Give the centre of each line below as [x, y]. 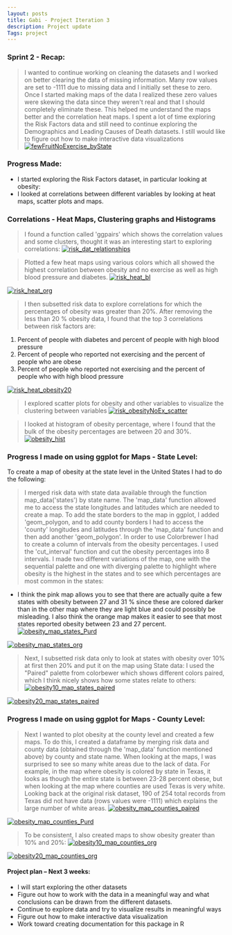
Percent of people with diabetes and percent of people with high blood [118, 340]
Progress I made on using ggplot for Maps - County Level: [106, 719]
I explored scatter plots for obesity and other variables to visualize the [124, 404]
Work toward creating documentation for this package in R [101, 924]
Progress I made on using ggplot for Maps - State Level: [102, 457]
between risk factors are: [60, 326]
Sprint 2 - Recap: [36, 58]
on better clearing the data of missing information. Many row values [121, 80]
